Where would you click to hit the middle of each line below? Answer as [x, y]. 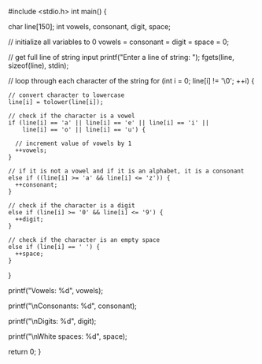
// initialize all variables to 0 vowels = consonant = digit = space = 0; [119, 42]
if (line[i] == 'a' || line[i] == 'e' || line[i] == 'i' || [109, 123]
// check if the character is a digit [72, 206]
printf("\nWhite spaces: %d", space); [68, 336]
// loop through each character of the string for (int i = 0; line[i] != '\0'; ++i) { [131, 81]
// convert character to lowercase [66, 95]
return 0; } [25, 351]
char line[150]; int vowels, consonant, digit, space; [90, 26]
